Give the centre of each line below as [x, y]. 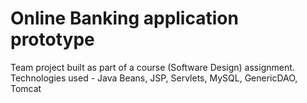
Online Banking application [124, 18]
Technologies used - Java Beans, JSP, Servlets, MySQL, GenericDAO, [154, 78]
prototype [52, 39]
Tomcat [26, 88]
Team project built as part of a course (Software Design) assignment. [152, 67]
